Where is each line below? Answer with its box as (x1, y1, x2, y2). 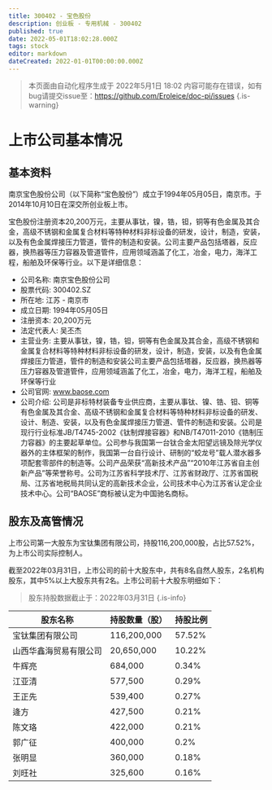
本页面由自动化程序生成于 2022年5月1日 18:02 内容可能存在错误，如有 (28, 81, 262, 90)
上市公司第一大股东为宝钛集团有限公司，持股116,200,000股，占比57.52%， (8, 538, 259, 547)
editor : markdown (8, 50, 67, 58)
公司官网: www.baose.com (19, 386, 110, 396)
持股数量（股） (110, 614, 168, 625)
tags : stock (8, 42, 49, 50)
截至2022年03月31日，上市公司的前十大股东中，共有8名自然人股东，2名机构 (8, 565, 265, 575)
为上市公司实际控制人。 (8, 547, 87, 558)
